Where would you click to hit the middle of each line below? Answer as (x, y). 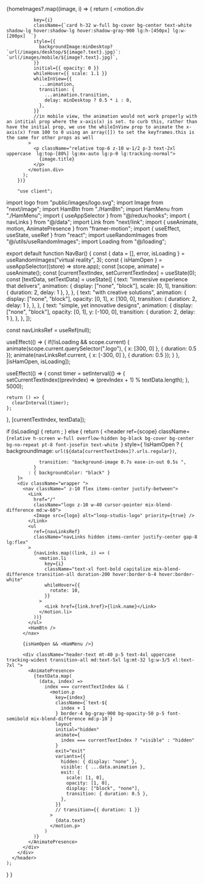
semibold (17, 719)
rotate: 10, (65, 591)
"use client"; (35, 191)
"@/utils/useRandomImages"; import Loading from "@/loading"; (86, 241)
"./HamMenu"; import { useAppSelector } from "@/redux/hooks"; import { (98, 215)
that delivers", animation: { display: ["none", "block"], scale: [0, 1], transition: (102, 286)
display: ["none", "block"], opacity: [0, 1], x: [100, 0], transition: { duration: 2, (102, 299)
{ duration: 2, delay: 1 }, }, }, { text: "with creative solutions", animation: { (97, 292)
